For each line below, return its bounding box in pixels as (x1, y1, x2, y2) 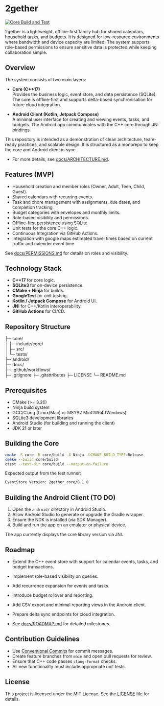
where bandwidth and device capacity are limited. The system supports (5, 39, 150, 45)
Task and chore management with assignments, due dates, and (12, 199, 141, 205)
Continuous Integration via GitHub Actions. (12, 230, 99, 236)
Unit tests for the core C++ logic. (12, 225, 79, 231)
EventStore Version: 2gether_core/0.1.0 (5, 480, 89, 485)
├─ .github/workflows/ (5, 367, 50, 373)
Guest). (12, 188, 27, 194)
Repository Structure (5, 323, 71, 331)
